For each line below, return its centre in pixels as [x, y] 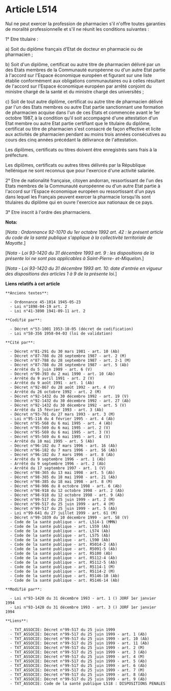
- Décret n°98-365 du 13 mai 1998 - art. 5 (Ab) [63, 472]
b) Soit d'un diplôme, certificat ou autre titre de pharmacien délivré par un [83, 64]
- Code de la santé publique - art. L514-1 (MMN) [64, 522]
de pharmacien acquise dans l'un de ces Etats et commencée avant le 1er [83, 112]
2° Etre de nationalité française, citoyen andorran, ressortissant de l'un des [84, 180]
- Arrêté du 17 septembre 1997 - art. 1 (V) [58, 468]
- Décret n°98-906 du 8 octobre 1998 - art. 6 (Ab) [66, 486]
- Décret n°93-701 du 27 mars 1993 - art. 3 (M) [63, 414]
